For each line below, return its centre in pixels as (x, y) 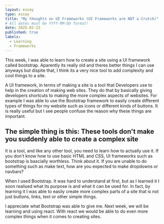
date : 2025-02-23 (23, 28)
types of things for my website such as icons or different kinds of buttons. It (82, 106)
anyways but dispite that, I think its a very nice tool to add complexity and (79, 70)
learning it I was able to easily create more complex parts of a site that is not (82, 192)
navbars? (14, 172)
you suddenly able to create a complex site (72, 139)
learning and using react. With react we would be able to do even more (77, 211)
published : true (22, 32)
